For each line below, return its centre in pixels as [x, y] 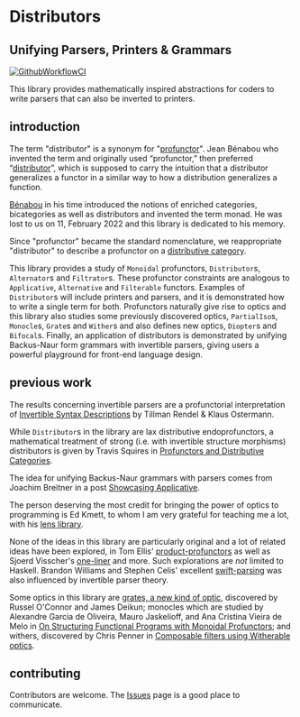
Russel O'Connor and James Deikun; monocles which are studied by [136, 607]
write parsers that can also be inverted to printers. [102, 98]
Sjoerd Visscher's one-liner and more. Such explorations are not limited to [146, 560]
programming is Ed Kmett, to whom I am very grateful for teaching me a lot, [150, 514]
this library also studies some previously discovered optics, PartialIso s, [144, 316]
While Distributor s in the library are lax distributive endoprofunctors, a [141, 431]
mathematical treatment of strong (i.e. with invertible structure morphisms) [148, 441]
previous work [50, 383]
